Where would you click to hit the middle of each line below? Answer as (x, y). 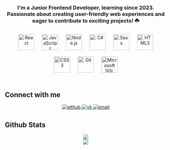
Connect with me (33, 94)
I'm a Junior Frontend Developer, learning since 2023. (86, 8)
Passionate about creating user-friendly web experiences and (86, 14)
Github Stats (25, 125)
